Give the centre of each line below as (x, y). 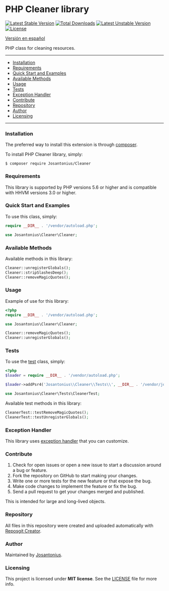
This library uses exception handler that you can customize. (67, 441)
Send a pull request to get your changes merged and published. (78, 492)
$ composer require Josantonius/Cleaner (48, 164)
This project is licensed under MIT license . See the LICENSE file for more (81, 579)
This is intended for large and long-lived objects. (56, 501)
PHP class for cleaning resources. (40, 48)
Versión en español (25, 38)
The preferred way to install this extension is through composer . (71, 145)
